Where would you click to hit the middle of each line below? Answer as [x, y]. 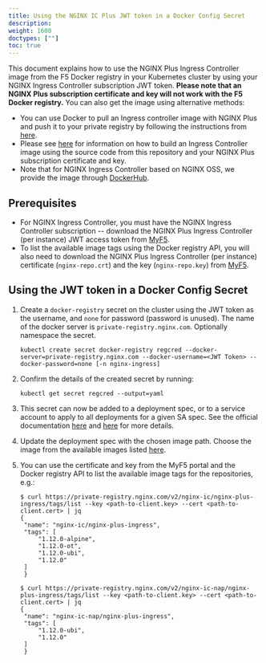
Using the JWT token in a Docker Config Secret [128, 290]
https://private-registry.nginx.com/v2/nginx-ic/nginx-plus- [149, 497]
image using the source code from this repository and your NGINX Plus [137, 153]
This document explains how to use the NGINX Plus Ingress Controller [124, 68]
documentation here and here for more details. [97, 425]
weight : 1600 [30, 31]
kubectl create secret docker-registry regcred [101, 350]
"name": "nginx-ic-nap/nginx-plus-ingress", [99, 616]
